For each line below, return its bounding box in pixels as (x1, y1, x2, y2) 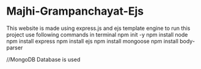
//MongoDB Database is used (6, 56, 81, 63)
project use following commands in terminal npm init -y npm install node (6, 31, 188, 38)
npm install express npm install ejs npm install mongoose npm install (6, 37, 179, 45)
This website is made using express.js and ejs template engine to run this (6, 24, 191, 32)
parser (6, 44, 23, 51)
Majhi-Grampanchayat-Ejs (6, 4, 144, 18)
